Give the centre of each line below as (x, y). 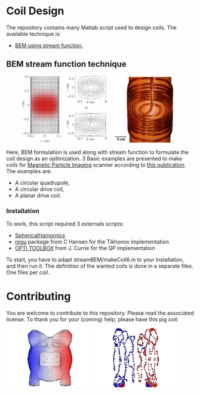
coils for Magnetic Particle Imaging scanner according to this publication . (96, 165)
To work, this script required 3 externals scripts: (65, 224)
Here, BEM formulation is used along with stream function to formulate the (98, 152)
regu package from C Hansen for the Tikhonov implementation (92, 242)
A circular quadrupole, (42, 183)
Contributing (39, 296)
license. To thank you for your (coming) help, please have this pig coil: (93, 319)
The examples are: (29, 171)
